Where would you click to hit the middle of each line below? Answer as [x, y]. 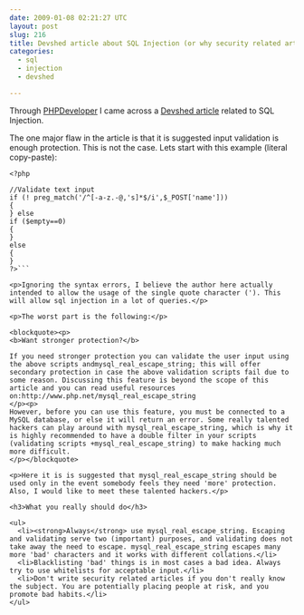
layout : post [34, 26]
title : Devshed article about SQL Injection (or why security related [145, 43]
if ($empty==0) [38, 221]
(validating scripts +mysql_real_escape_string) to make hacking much [145, 444]
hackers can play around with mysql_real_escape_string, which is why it [152, 427]
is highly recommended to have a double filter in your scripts [133, 435]
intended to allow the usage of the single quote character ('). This [145, 293]
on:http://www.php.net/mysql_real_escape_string [103, 395]
